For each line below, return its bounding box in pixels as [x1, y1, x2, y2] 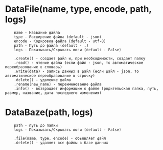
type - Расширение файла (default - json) [14, 34, 102, 39]
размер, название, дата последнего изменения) [5, 90, 102, 95]
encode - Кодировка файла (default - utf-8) [14, 38, 106, 44]
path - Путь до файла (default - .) [14, 43, 89, 48]
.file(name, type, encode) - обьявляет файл [14, 136, 106, 141]
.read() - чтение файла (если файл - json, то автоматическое [14, 60, 143, 65]
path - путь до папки [14, 123, 58, 128]
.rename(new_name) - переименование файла [14, 82, 102, 87]
